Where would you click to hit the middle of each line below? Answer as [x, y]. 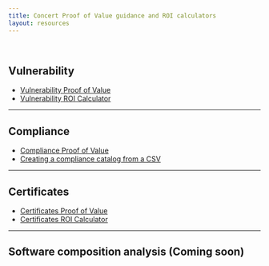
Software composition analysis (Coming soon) [126, 252]
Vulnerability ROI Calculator [65, 99]
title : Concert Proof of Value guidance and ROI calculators [112, 16]
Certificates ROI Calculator [64, 219]
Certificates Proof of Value [64, 210]
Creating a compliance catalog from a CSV [90, 159]
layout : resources [39, 23]
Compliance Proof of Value [64, 151]
